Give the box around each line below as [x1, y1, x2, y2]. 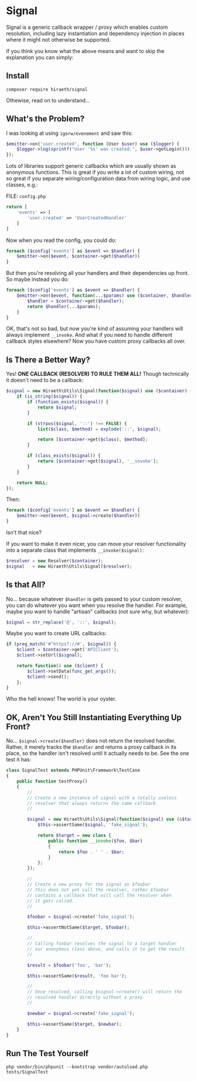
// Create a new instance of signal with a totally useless [27, 795, 177, 801]
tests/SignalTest [6, 1069, 49, 1075]
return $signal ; [37, 404, 77, 410]
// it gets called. [27, 898, 75, 904]
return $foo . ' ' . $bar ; [58, 849, 125, 855]
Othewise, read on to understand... [6, 97, 90, 104]
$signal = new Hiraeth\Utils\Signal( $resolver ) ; [6, 563, 133, 569]
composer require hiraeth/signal [6, 87, 88, 92]
